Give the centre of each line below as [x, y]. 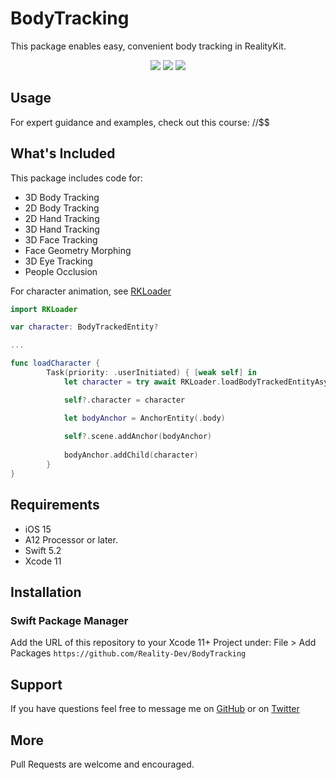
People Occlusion [61, 271]
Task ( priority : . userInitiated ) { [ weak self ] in [151, 373]
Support [36, 684]
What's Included [63, 153]
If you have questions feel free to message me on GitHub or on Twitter [155, 709]
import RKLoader [44, 309]
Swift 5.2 [43, 550]
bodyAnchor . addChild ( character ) [131, 455]
